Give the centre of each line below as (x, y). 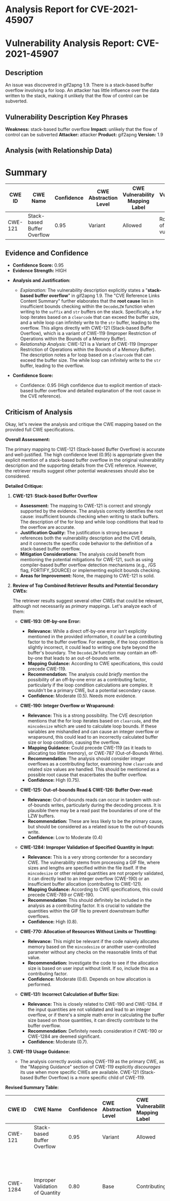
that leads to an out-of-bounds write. (82, 658)
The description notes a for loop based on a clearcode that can (86, 355)
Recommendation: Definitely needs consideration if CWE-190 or (95, 1031)
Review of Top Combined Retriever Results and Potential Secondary (85, 585)
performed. (39, 984)
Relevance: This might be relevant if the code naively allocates (93, 941)
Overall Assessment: (28, 439)
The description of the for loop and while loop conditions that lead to (92, 522)
